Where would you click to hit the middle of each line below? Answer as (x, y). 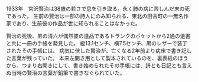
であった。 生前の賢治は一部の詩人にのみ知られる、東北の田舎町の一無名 (95, 16)
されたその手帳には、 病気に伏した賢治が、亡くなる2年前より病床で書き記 (96, 51)
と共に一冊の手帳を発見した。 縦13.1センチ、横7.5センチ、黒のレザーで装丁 (97, 43)
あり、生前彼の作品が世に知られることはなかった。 (78, 23)
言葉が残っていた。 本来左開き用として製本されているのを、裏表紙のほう (100, 58)
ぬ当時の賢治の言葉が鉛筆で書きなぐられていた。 (66, 73)
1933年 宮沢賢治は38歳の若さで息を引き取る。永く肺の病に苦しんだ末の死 (98, 9)
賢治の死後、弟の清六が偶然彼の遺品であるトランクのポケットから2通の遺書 (98, 36)
